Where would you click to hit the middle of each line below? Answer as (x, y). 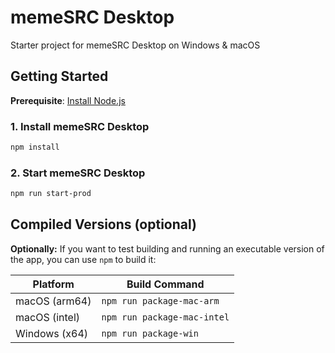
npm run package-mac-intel (165, 317)
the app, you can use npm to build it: (83, 259)
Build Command (165, 284)
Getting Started (59, 76)
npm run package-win (150, 333)
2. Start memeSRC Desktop (78, 173)
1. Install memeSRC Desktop (80, 126)
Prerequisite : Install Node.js (68, 100)
